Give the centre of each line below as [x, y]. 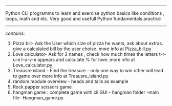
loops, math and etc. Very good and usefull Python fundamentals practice [83, 19]
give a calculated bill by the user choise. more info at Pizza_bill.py [82, 49]
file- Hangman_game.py [38, 98]
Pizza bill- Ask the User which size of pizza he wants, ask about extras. [88, 43]
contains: [15, 33]
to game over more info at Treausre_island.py [60, 76]
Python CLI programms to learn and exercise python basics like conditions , [85, 13]
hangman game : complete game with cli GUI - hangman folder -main [86, 92]
